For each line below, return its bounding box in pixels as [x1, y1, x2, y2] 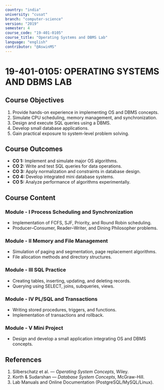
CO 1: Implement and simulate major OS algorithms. [12, 158, 118, 164]
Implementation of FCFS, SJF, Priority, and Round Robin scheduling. [12, 220, 152, 226]
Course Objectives [5, 96, 65, 104]
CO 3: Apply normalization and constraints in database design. [12, 169, 141, 175]
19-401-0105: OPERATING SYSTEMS [5, 66, 160, 77]
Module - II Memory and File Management [5, 237, 108, 244]
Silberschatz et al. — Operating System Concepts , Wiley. [12, 369, 129, 375]
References [5, 355, 42, 364]
